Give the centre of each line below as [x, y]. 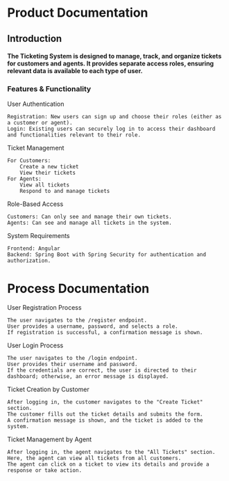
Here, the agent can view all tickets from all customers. [94, 458]
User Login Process [35, 345]
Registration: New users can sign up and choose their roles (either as [114, 117]
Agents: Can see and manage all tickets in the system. [90, 223]
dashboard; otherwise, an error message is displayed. [88, 377]
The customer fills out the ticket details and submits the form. [105, 415]
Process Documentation [78, 289]
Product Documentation [78, 13]
